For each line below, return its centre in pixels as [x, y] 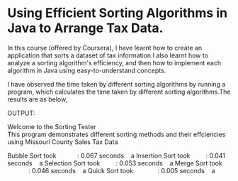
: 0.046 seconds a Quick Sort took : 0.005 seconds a [121, 170]
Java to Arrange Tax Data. [85, 28]
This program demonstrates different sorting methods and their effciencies [117, 134]
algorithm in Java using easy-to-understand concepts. [87, 70]
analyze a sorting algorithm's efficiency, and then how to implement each [114, 62]
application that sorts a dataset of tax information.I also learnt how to [108, 55]
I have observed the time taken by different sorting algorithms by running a [117, 84]
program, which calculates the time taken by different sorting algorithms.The [119, 92]
